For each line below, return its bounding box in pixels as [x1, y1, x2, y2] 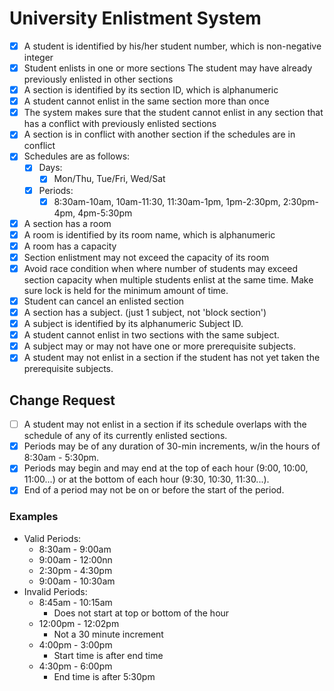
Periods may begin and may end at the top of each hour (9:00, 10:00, [23, 462, 309, 474]
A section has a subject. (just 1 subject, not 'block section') [23, 307, 267, 318]
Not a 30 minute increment [53, 628, 164, 640]
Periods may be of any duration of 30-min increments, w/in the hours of [23, 440, 321, 452]
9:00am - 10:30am [38, 575, 116, 587]
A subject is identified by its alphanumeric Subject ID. [23, 318, 244, 330]
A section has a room [23, 217, 112, 229]
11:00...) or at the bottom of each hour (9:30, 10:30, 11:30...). [23, 473, 270, 486]
